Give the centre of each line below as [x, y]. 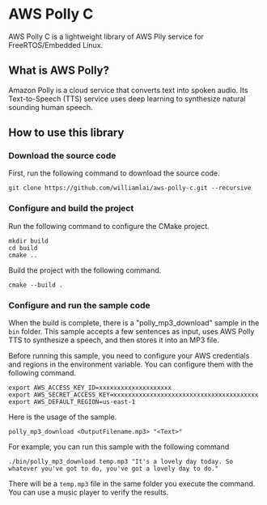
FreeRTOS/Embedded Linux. [56, 45]
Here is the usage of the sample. [63, 417]
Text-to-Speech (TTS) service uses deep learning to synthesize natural [127, 99]
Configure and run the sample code [80, 305]
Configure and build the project [71, 209]
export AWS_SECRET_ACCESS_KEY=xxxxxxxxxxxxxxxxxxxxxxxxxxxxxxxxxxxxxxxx [133, 395]
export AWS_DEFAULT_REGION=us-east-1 [72, 402]
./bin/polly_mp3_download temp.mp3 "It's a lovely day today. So [121, 462]
